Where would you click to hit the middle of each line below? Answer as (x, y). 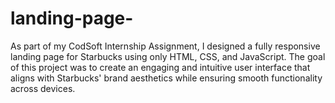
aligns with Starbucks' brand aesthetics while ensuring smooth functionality (166, 78)
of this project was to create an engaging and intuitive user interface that (160, 67)
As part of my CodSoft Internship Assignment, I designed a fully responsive (165, 46)
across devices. (43, 88)
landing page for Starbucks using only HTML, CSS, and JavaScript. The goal (168, 56)
